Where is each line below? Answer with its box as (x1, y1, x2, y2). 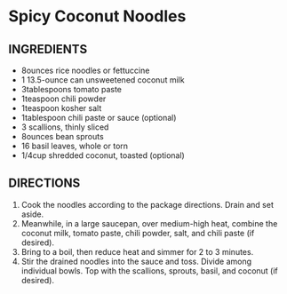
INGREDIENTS (8, 42, 88, 57)
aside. (20, 209, 44, 219)
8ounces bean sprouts (20, 131, 104, 141)
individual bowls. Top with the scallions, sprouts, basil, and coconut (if (20, 265, 279, 276)
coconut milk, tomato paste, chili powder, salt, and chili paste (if (20, 227, 255, 238)
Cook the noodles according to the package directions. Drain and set (20, 199, 275, 210)
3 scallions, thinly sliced (20, 122, 109, 132)
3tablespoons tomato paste (20, 84, 122, 94)
